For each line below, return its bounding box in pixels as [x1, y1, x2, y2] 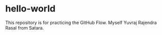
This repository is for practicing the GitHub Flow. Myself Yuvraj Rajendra [5, 19, 157, 25]
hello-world [5, 3, 56, 14]
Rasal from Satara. [5, 24, 44, 30]
